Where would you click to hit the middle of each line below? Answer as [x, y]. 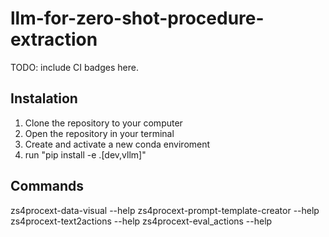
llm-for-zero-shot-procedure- [137, 18]
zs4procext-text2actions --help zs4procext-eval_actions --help [141, 221]
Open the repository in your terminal [99, 133]
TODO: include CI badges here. [74, 67]
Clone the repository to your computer [103, 123]
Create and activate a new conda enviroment [117, 144]
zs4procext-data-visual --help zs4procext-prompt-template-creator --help [165, 210]
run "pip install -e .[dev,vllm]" [85, 154]
